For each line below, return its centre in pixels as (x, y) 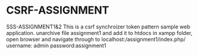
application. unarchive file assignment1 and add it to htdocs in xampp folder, (99, 33)
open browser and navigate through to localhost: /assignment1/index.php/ (96, 39)
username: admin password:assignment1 (56, 46)
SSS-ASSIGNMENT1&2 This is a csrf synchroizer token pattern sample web (98, 27)
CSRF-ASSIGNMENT (58, 10)
